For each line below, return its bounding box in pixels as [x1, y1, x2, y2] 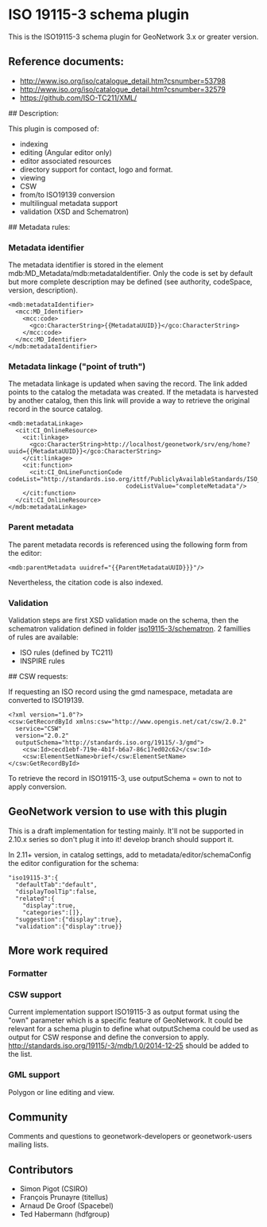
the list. [8, 1050, 33, 1059]
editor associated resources [19, 156, 112, 165]
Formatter [8, 968, 48, 979]
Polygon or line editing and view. [8, 1087, 115, 1097]
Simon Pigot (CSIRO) [19, 1184, 88, 1194]
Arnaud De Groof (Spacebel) [19, 1201, 114, 1210]
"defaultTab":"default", [15, 880, 98, 888]
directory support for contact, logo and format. [19, 165, 173, 174]
